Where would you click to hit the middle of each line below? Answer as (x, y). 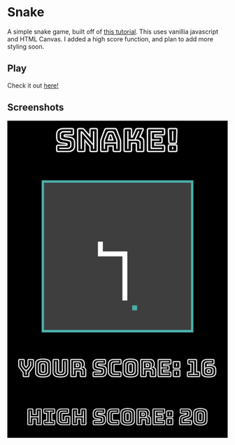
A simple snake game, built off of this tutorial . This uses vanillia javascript (113, 32)
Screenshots (36, 108)
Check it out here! (33, 85)
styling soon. (26, 46)
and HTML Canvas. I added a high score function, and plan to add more (110, 39)
